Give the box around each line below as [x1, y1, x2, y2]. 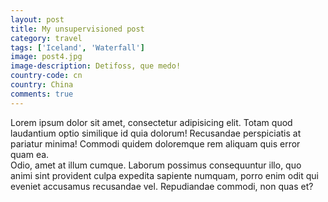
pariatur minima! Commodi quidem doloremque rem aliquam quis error [10, 137, 301, 150]
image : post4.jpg [10, 52, 83, 62]
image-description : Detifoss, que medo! [10, 61, 182, 71]
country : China [10, 80, 74, 90]
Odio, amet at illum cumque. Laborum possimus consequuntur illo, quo [10, 159, 302, 171]
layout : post [10, 14, 65, 25]
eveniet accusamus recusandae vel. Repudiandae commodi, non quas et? [10, 180, 314, 192]
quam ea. [10, 148, 50, 160]
